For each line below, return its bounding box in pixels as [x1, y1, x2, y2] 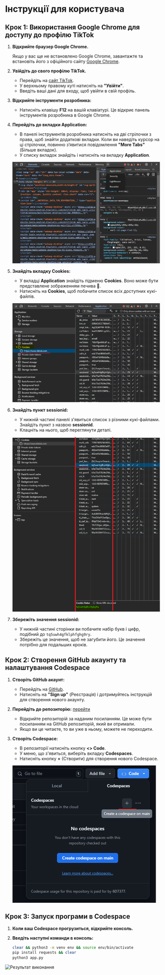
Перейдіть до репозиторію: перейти [12, 706, 90, 712]
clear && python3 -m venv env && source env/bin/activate [12, 945, 134, 950]
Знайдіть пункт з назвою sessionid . [19, 422, 94, 428]
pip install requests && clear [12, 950, 77, 955]
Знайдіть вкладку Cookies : [12, 268, 71, 274]
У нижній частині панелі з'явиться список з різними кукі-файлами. [19, 416, 160, 422]
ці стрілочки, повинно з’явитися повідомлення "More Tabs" [19, 142, 145, 147]
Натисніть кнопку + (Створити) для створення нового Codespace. [19, 755, 159, 761]
